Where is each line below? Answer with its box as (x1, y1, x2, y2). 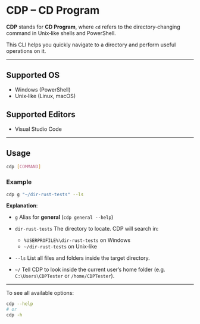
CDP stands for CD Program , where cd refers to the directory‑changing (6, 23, 180, 30)
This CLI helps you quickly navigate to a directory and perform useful (6, 41, 176, 48)
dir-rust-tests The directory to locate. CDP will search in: (14, 225, 159, 232)
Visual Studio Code (14, 125, 62, 133)
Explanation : (6, 202, 38, 209)
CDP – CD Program (6, 4, 100, 17)
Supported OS (6, 70, 60, 80)
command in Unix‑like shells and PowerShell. (6, 29, 116, 36)
